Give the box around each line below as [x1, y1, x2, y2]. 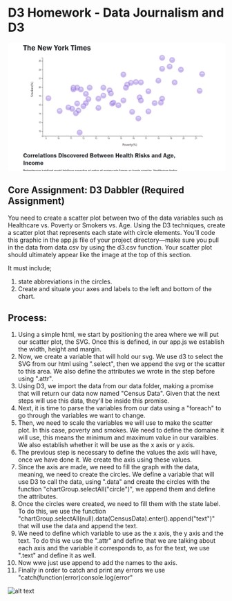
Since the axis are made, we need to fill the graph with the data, [17, 463, 200, 471]
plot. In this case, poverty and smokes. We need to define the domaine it [17, 426, 224, 435]
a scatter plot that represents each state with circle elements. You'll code [8, 228, 215, 236]
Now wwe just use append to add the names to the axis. [17, 559, 178, 567]
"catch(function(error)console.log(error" [17, 573, 133, 582]
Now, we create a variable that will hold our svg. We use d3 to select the [17, 352, 224, 361]
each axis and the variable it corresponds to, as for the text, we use [17, 544, 210, 552]
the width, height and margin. [17, 345, 102, 354]
